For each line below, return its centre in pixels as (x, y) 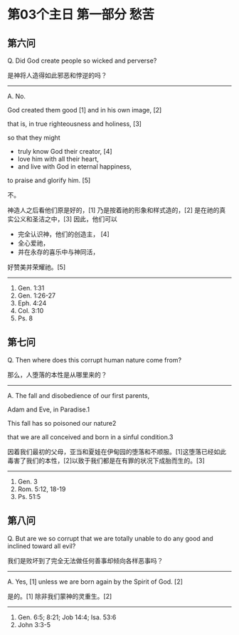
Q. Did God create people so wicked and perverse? (82, 61)
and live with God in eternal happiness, (75, 167)
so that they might (34, 137)
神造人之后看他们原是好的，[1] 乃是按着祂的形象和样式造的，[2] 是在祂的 (113, 210)
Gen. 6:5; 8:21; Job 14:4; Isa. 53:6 (67, 617)
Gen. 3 (27, 481)
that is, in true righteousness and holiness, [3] (75, 124)
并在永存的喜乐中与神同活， (58, 252)
